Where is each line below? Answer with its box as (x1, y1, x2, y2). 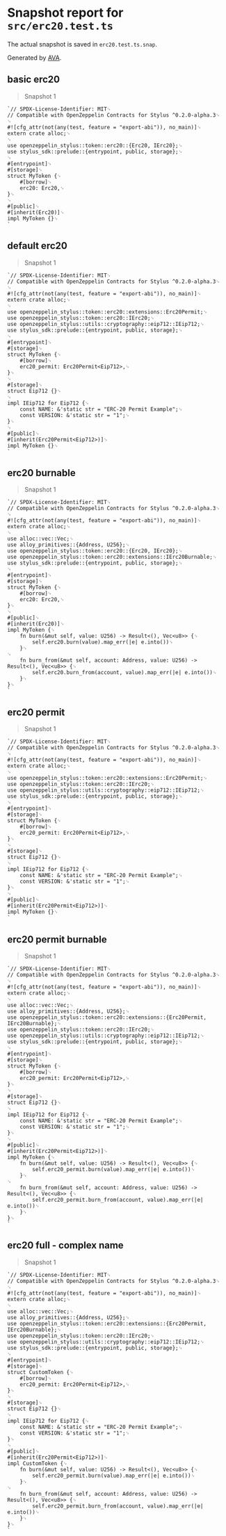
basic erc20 (7, 74, 60, 85)
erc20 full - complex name (7, 1239, 124, 1252)
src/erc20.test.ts (7, 19, 113, 33)
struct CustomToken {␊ (7, 1368, 74, 1375)
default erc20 (7, 240, 67, 252)
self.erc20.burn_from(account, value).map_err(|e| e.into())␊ (32, 669, 218, 676)
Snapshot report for (7, 5, 124, 21)
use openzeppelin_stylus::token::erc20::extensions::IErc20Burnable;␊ (7, 554, 217, 561)
